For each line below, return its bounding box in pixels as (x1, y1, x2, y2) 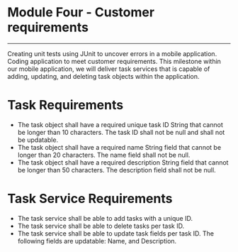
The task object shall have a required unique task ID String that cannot (17, 120, 223, 128)
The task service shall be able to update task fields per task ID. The (17, 229, 215, 238)
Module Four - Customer (7, 4, 154, 21)
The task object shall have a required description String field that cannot (17, 158, 229, 167)
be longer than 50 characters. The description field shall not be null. (17, 165, 216, 174)
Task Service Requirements (7, 191, 173, 207)
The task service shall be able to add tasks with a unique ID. (17, 214, 193, 222)
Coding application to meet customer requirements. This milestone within (7, 57, 222, 65)
